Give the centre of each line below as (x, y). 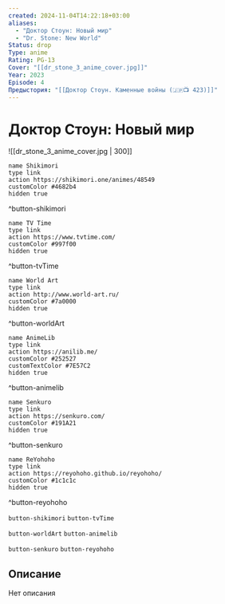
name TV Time (30, 223)
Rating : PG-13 (32, 61)
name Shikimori (34, 166)
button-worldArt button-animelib (63, 534)
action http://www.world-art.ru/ (64, 295)
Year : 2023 (26, 75)
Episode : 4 (26, 82)
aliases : (23, 23)
